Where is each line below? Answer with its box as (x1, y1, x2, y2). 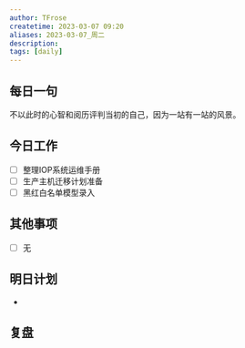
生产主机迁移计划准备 (22, 175, 103, 187)
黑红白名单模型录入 (22, 187, 96, 198)
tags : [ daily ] (9, 47, 64, 56)
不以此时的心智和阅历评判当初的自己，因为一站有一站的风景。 (9, 108, 241, 119)
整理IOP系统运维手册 (22, 164, 101, 175)
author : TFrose (9, 13, 67, 23)
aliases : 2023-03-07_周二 (9, 30, 105, 39)
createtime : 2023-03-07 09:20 (9, 22, 125, 31)
